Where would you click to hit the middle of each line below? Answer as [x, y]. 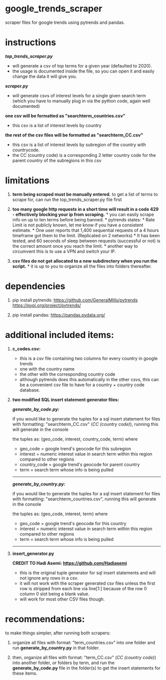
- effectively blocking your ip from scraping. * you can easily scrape [83, 214]
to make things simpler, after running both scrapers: [58, 633]
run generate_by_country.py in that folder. [56, 648]
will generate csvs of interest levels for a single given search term [79, 95]
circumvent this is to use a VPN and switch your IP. [64, 251]
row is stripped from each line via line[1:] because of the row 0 [83, 588]
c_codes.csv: [26, 348]
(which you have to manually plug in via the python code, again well [81, 101]
